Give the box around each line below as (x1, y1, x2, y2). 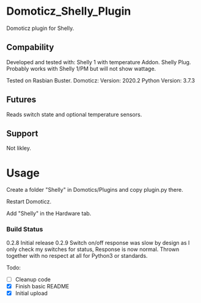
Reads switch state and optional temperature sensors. (6, 111, 142, 118)
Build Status (6, 225, 43, 233)
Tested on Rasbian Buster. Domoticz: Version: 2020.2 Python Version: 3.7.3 (6, 76, 196, 84)
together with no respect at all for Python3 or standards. (6, 252, 148, 259)
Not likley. (6, 145, 32, 152)
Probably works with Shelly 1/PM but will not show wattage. (6, 65, 156, 72)
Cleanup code (15, 276, 51, 283)
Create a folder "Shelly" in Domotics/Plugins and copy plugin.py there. (6, 186, 183, 194)
